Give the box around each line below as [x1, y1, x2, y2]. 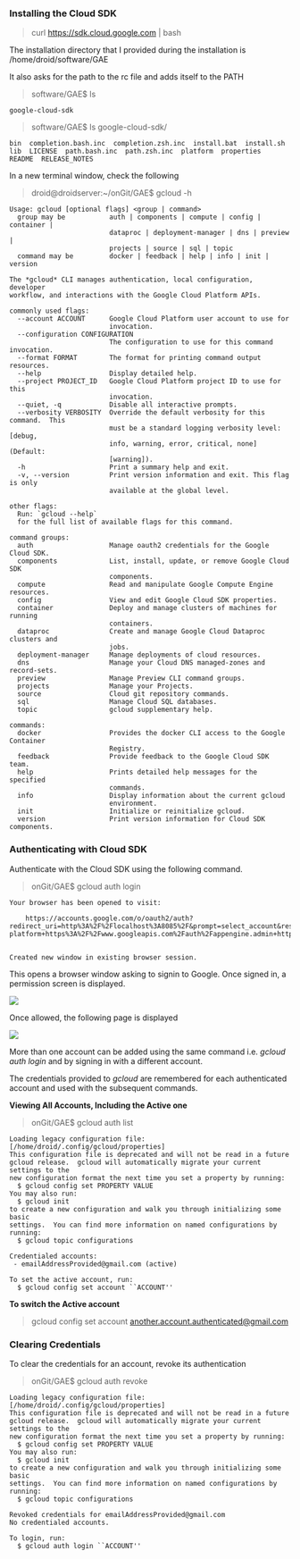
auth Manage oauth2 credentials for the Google [17, 541, 270, 550]
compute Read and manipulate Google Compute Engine [17, 580, 274, 590]
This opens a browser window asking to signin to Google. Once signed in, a [9, 968, 287, 979]
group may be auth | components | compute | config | [17, 213, 262, 222]
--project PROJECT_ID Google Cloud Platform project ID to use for [17, 377, 281, 386]
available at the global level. [108, 486, 229, 496]
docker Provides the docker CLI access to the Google [17, 729, 286, 738]
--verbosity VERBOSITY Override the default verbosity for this [17, 408, 266, 417]
